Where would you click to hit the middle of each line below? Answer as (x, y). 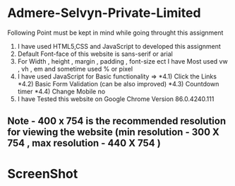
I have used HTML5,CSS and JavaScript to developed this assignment (119, 46)
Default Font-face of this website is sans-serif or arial (95, 54)
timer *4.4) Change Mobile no (61, 91)
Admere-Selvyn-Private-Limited (104, 13)
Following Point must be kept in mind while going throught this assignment (115, 33)
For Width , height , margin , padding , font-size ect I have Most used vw (122, 61)
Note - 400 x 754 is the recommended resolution (117, 121)
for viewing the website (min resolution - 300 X (114, 132)
